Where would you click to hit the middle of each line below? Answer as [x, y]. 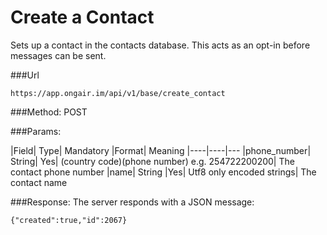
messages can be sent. [58, 55]
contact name [39, 182]
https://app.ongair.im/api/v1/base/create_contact [118, 93]
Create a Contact [82, 17]
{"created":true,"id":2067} [69, 220]
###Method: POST [49, 112]
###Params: [36, 131]
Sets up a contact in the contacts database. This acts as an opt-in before [160, 45]
